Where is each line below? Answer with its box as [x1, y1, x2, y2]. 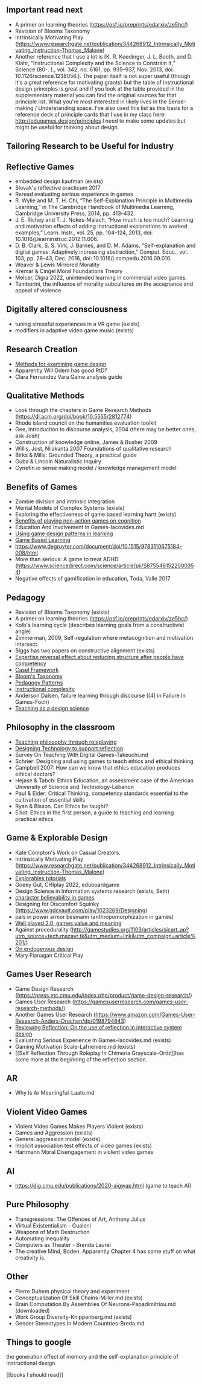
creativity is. [14, 1254, 46, 1261]
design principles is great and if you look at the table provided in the [14, 85, 185, 92]
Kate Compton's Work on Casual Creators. [14, 849, 121, 856]
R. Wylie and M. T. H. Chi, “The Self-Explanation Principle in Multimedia [14, 197, 193, 204]
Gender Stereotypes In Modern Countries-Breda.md [14, 1319, 145, 1327]
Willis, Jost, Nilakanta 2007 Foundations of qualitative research [14, 445, 172, 452]
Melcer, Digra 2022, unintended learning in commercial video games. [14, 274, 187, 282]
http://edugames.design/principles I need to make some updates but [14, 117, 186, 124]
